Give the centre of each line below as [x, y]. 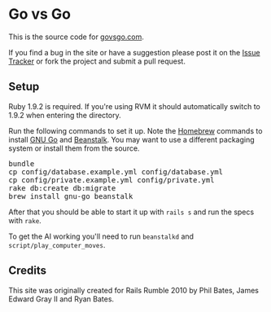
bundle [22, 163]
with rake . [25, 220]
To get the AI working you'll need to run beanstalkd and [101, 236]
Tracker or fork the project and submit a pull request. [97, 61]
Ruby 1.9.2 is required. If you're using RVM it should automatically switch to [134, 106]
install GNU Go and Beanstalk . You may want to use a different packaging [131, 139]
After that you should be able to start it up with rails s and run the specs [131, 212]
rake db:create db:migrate [62, 188]
